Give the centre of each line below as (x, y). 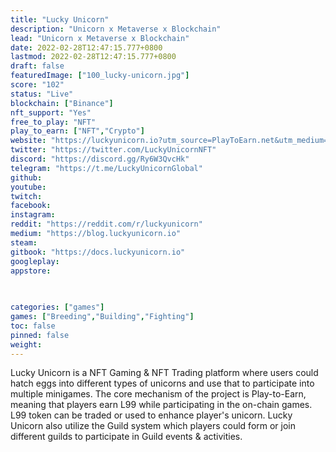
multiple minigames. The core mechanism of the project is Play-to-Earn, (158, 394)
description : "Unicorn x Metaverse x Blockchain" (116, 29)
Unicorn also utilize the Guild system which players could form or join (153, 426)
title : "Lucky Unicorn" (60, 19)
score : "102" (37, 85)
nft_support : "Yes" (51, 112)
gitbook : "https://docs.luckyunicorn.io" (98, 252)
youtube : (28, 187)
